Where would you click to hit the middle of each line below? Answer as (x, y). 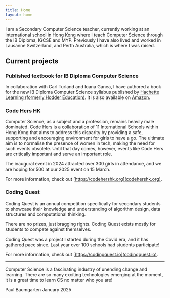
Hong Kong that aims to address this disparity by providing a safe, (74, 133)
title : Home (18, 10)
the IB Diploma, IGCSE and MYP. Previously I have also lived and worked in (83, 40)
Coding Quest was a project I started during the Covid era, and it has (77, 239)
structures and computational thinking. (46, 214)
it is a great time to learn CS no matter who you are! (59, 280)
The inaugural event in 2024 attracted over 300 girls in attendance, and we (83, 164)
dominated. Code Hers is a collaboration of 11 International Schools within (82, 127)
